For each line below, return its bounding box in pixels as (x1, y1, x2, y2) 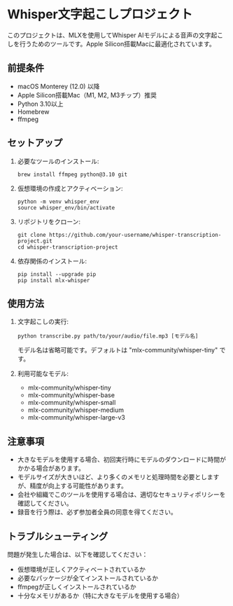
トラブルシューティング (7, 530, 108, 542)
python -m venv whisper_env (17, 198, 99, 205)
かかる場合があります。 (17, 464, 85, 473)
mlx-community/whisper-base (27, 391, 115, 399)
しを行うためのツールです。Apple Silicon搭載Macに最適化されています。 (7, 39, 216, 48)
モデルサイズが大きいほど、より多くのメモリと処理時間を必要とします (17, 473, 220, 481)
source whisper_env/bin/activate (17, 204, 115, 211)
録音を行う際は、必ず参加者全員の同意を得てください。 (17, 508, 177, 516)
